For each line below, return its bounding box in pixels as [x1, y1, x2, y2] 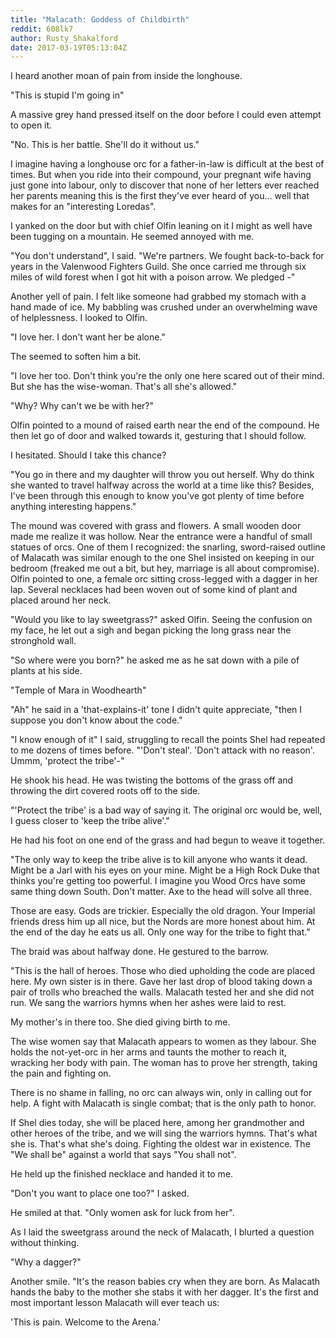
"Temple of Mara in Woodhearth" [10, 684, 147, 696]
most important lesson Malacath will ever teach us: [10, 1297, 220, 1309]
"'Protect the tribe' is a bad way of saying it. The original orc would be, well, [10, 804, 323, 816]
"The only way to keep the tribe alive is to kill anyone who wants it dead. [10, 854, 308, 866]
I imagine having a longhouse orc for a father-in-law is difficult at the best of [10, 158, 325, 170]
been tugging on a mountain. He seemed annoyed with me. [10, 231, 255, 243]
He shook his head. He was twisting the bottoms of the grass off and [10, 774, 294, 786]
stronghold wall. [10, 635, 77, 647]
